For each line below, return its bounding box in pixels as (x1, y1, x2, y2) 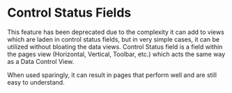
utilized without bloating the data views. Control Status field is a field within (7, 42, 223, 51)
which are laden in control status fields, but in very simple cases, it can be (7, 35, 220, 43)
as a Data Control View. (7, 57, 75, 65)
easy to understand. (7, 78, 65, 86)
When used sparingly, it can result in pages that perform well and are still (7, 71, 217, 79)
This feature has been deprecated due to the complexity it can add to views (7, 28, 224, 36)
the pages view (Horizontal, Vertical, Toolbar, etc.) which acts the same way (7, 50, 226, 58)
